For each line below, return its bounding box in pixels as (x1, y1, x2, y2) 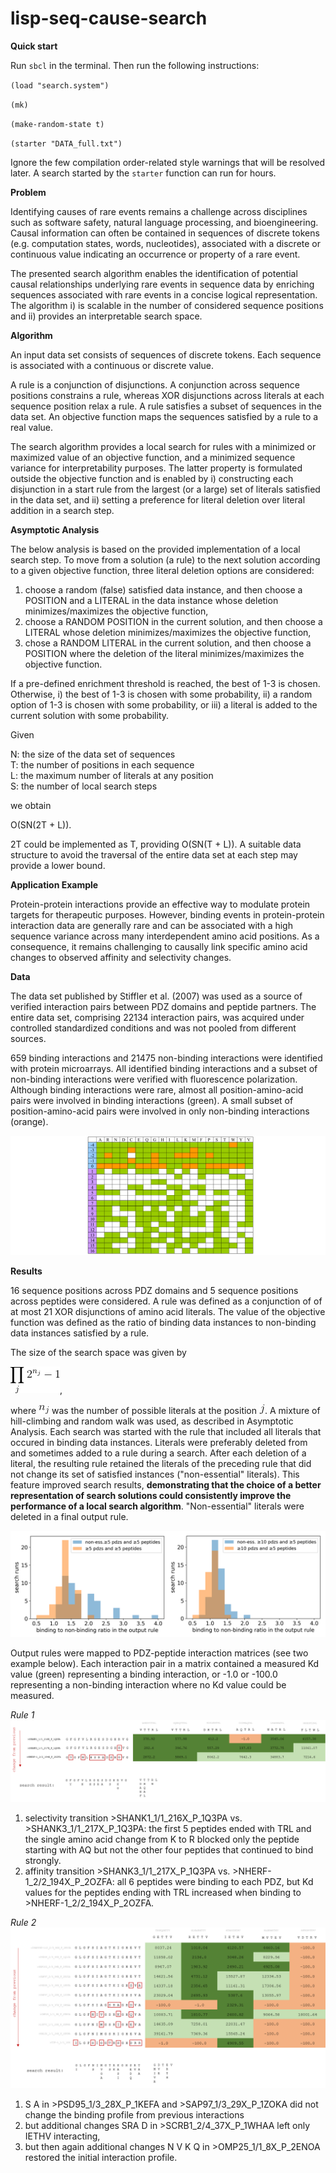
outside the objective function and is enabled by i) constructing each (10, 472, 294, 484)
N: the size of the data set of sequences (10, 748, 176, 760)
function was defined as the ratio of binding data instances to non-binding (10, 1317, 317, 1329)
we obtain (10, 799, 52, 811)
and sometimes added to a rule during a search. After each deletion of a (10, 1447, 307, 1459)
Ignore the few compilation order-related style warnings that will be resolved (10, 156, 326, 168)
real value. (10, 421, 54, 433)
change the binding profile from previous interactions (24, 2108, 245, 2121)
